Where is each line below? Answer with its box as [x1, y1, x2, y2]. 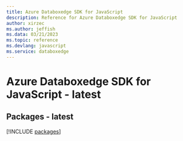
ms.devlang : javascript [6, 43, 67, 49]
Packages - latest [6, 112, 74, 122]
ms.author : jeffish [6, 26, 56, 32]
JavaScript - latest [6, 88, 101, 101]
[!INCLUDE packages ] [6, 128, 61, 135]
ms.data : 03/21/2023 [6, 32, 59, 38]
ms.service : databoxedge [6, 49, 69, 55]
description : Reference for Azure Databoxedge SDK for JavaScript [6, 15, 178, 21]
